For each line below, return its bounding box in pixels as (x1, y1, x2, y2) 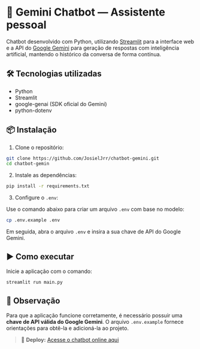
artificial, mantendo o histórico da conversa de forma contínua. (6, 50, 162, 57)
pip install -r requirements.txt (6, 183, 90, 189)
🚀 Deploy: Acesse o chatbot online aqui (20, 336, 119, 343)
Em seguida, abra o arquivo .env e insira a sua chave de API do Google (6, 228, 181, 235)
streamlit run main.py (6, 279, 63, 285)
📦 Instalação (6, 125, 57, 135)
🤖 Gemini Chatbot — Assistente (6, 5, 166, 19)
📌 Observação (6, 296, 60, 306)
